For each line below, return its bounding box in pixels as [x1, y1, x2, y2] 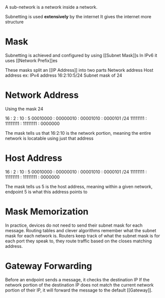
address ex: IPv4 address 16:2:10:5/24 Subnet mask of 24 [5, 72, 122, 78]
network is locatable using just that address [5, 135, 94, 141]
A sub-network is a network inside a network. [5, 4, 98, 10]
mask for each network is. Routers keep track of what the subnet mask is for [5, 233, 160, 238]
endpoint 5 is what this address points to [5, 189, 88, 195]
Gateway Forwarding [5, 260, 93, 271]
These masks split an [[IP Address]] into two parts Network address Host [5, 67, 154, 73]
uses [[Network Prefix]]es [5, 58, 58, 63]
